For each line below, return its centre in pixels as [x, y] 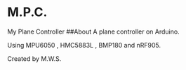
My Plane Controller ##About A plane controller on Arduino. [94, 31]
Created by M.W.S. [34, 58]
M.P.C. [27, 12]
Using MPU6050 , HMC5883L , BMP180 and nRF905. [84, 45]
